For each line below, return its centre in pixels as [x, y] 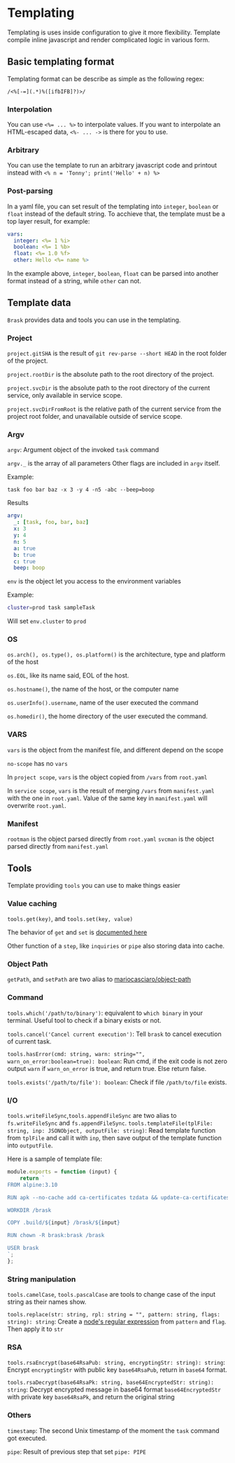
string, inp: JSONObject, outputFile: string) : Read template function [112, 1131]
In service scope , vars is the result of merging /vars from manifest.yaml [111, 790]
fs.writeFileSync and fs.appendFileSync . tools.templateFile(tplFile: [110, 1123]
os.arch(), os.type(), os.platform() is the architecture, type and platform [116, 654]
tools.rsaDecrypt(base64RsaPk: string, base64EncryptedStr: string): [111, 1383]
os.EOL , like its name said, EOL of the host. [68, 675]
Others [19, 1415]
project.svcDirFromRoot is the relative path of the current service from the [114, 409]
